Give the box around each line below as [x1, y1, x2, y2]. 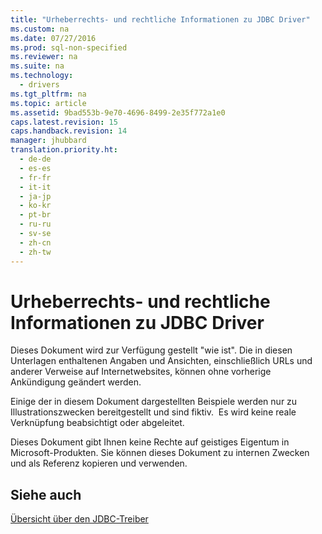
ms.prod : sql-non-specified [10, 42, 128, 53]
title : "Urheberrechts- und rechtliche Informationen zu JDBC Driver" [10, 14, 311, 25]
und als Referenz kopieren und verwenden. [10, 457, 188, 470]
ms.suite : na [10, 61, 65, 71]
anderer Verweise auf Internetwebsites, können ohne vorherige [10, 366, 272, 378]
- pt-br [19, 210, 52, 220]
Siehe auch [10, 486, 82, 503]
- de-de [19, 154, 52, 164]
